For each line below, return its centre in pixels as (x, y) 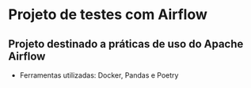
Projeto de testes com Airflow (108, 15)
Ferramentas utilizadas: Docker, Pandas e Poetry (99, 75)
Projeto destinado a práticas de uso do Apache (126, 44)
